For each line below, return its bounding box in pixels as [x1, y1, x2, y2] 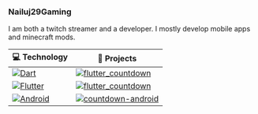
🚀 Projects [97, 53, 137, 64]
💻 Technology [12, 52, 69, 63]
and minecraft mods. [8, 32, 76, 42]
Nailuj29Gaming [8, 6, 73, 17]
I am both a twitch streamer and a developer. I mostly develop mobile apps [8, 24, 251, 34]
